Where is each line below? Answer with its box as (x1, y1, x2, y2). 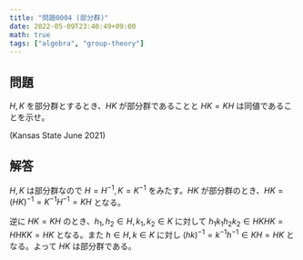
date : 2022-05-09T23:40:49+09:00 (9, 22, 136, 31)
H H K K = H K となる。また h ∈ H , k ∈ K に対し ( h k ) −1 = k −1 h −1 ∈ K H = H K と (9, 227, 295, 240)
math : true (9, 30, 51, 39)
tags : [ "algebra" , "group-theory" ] (9, 38, 145, 48)
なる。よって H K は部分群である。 (9, 240, 136, 251)
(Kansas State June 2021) (9, 130, 106, 141)
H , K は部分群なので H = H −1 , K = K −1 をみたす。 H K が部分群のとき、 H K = (9, 183, 284, 195)
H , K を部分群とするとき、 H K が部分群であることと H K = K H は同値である (9, 101, 285, 112)
